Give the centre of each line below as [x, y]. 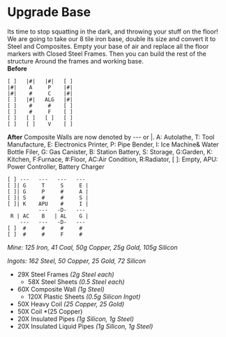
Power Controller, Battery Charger [56, 166]
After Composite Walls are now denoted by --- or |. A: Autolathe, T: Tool [111, 137]
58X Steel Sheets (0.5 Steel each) [76, 282]
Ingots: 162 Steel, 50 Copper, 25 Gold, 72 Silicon [77, 261]
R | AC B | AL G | [50, 216]
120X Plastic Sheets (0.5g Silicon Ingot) [84, 297]
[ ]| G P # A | [48, 192]
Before [17, 68]
